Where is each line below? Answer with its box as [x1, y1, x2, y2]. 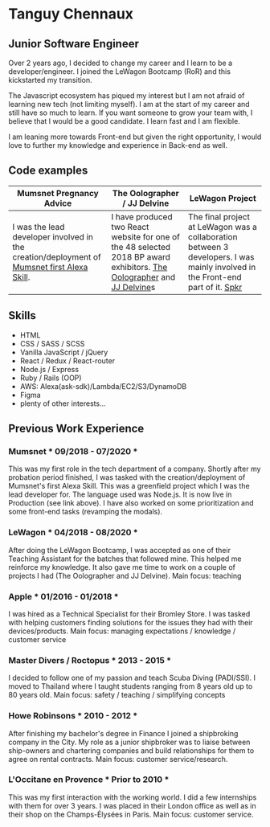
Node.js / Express [19, 364, 79, 374]
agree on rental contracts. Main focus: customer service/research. [8, 754, 228, 764]
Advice [43, 198, 72, 209]
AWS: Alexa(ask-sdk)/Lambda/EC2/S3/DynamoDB [19, 381, 187, 391]
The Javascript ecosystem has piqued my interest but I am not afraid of [8, 91, 245, 100]
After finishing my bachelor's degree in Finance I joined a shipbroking [8, 728, 239, 738]
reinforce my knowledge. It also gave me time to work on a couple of [8, 562, 235, 571]
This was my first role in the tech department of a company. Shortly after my [8, 464, 261, 474]
